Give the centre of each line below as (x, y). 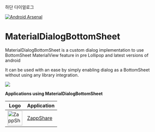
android (13, 60)
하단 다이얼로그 (20, 7)
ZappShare (40, 118)
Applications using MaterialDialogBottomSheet (54, 94)
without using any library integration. (42, 75)
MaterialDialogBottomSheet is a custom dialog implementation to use (75, 50)
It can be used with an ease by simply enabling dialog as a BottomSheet (77, 70)
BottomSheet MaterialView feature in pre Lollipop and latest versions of (77, 55)
